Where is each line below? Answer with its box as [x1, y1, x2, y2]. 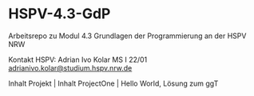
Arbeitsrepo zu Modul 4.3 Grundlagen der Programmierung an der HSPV [8, 31, 247, 40]
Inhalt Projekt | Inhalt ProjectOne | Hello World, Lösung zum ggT [8, 79, 219, 88]
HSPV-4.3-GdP [8, 5, 111, 23]
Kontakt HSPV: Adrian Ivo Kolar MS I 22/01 [8, 55, 148, 64]
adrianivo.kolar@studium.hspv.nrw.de [8, 63, 133, 72]
